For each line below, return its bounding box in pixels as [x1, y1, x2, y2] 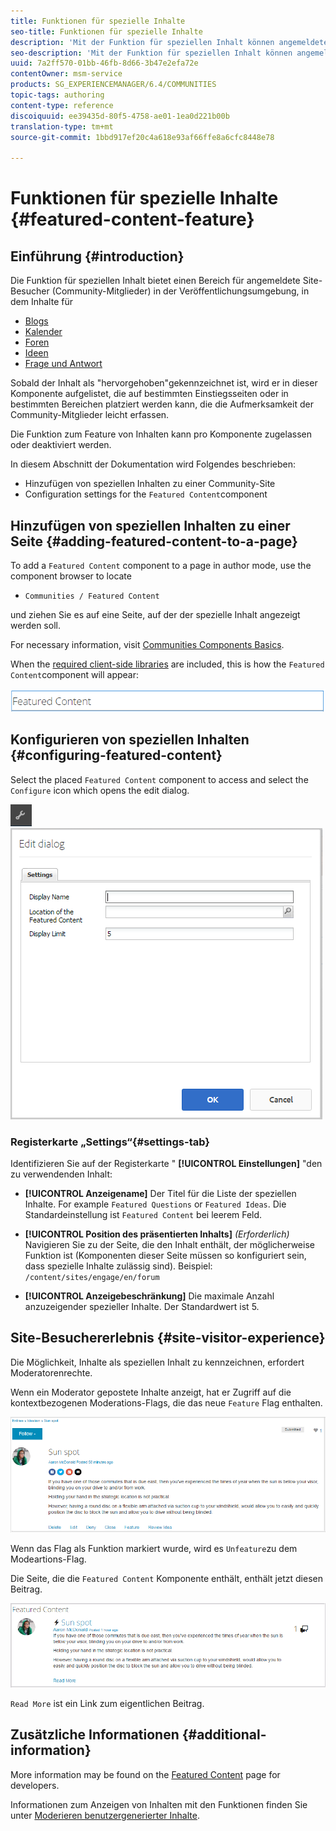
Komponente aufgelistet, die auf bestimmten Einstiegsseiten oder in [10, 388, 289, 400]
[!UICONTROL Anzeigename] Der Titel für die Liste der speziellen [24, 1187, 297, 1199]
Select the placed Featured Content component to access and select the [10, 773, 309, 785]
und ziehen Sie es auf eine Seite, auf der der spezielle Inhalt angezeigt [10, 608, 301, 620]
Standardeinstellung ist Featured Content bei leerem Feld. [24, 1208, 263, 1220]
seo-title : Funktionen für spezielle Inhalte [10, 26, 203, 37]
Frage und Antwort [24, 358, 103, 370]
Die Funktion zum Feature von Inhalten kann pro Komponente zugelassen [10, 428, 312, 440]
